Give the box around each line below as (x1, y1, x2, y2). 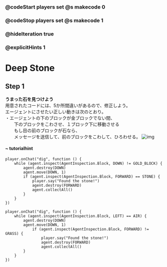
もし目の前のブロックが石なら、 (14, 127, 80, 133)
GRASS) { (5, 231, 24, 236)
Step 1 (5, 82, 25, 91)
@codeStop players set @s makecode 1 (5, 17, 104, 24)
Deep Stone (5, 62, 55, 74)
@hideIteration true (5, 30, 54, 37)
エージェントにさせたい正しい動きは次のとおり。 (5, 109, 106, 115)
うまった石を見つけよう (5, 96, 54, 102)
